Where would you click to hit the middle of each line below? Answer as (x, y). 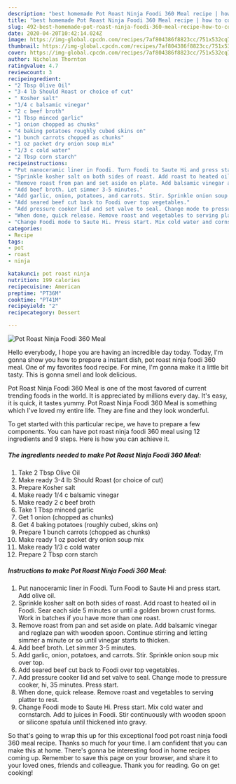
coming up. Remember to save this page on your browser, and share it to (113, 757)
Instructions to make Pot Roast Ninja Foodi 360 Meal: (87, 570)
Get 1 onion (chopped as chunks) (66, 517)
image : (18, 40)
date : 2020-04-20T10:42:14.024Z (55, 33)
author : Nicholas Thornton (47, 59)
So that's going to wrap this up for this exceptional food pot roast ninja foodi (118, 735)
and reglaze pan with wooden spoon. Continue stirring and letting (113, 632)
